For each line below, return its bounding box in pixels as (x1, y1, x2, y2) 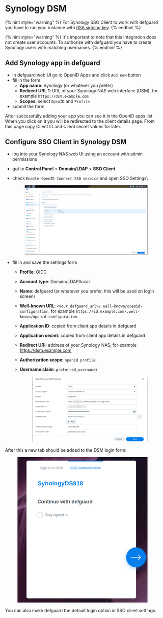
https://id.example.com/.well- (76, 309, 140, 314)
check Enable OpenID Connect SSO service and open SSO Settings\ (12, 175, 148, 181)
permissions (12, 156, 37, 162)
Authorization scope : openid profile (19, 357, 96, 363)
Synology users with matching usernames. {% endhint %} (5, 44, 122, 50)
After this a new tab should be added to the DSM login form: (5, 447, 127, 453)
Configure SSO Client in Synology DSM (5, 138, 127, 146)
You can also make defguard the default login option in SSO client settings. (5, 607, 157, 613)
